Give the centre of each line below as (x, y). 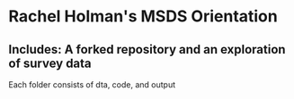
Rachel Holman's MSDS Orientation (143, 16)
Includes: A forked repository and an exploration (147, 49)
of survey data (50, 63)
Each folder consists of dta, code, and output (92, 85)
